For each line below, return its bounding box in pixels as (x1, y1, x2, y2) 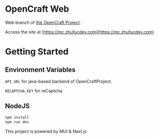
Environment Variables (5, 65, 76, 74)
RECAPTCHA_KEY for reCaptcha (5, 88, 62, 94)
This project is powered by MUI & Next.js (5, 128, 87, 134)
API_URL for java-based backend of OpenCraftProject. (5, 78, 112, 84)
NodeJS (5, 102, 30, 110)
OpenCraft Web (5, 3, 70, 15)
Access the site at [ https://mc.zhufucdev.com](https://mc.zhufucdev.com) (5, 29, 154, 35)
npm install (5, 115, 29, 120)
